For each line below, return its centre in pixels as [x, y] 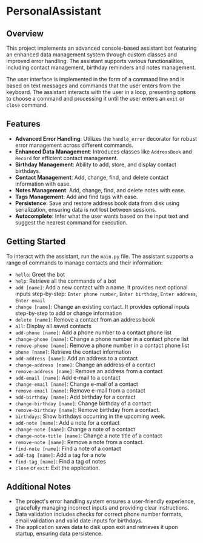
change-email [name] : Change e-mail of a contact [76, 384]
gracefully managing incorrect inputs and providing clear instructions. [102, 508]
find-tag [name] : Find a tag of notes [60, 461]
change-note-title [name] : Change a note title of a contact [88, 436]
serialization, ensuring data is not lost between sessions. [86, 209]
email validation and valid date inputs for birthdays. [79, 521]
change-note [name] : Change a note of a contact [75, 429]
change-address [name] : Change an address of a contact [85, 365]
